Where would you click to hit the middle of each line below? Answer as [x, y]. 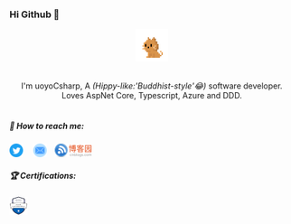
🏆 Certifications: [43, 175]
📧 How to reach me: [47, 126]
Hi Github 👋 [35, 14]
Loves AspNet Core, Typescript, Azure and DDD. [152, 96]
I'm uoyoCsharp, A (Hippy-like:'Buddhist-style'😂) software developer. [152, 86]
